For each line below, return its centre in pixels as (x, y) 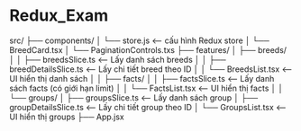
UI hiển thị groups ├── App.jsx (67, 117)
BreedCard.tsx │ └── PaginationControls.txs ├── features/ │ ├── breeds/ (148, 49)
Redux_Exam (59, 16)
